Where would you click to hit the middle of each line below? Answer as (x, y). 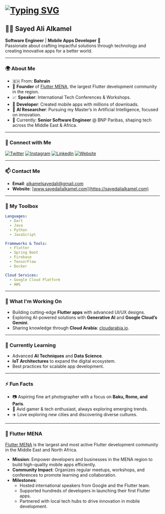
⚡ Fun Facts (19, 384)
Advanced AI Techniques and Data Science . (57, 356)
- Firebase (21, 257)
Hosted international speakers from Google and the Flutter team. (85, 485)
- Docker (18, 266)
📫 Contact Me (23, 171)
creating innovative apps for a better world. (49, 51)
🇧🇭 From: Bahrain (31, 81)
